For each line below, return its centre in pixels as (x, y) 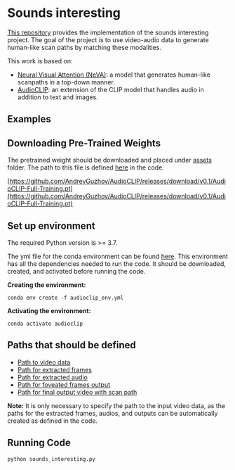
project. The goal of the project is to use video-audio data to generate (108, 39)
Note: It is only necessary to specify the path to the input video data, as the (116, 405)
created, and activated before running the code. (76, 271)
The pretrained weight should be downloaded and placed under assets (110, 160)
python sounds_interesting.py (52, 459)
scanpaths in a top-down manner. (66, 82)
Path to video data (44, 362)
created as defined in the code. (53, 421)
